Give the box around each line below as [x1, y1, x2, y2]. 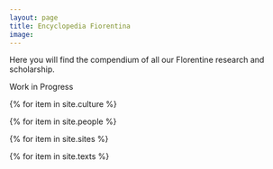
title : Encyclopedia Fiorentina [9, 22, 131, 31]
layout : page [9, 13, 59, 22]
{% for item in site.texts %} [9, 151, 110, 162]
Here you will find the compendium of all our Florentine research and [9, 55, 265, 66]
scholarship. [9, 64, 56, 75]
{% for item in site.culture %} [9, 99, 117, 110]
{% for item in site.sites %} [9, 134, 109, 145]
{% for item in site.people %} [9, 116, 117, 127]
